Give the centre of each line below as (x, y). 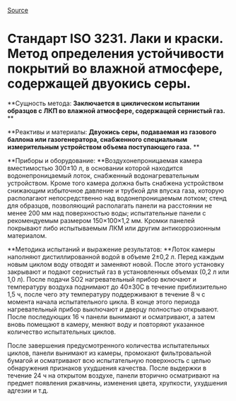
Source (18, 10)
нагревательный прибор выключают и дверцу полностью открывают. (113, 309)
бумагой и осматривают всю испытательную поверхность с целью (109, 360)
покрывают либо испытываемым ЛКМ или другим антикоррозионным (114, 228)
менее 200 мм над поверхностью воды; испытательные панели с (107, 213)
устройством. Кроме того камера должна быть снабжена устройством (116, 183)
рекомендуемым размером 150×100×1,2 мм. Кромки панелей (101, 220)
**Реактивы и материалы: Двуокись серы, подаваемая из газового (112, 132)
